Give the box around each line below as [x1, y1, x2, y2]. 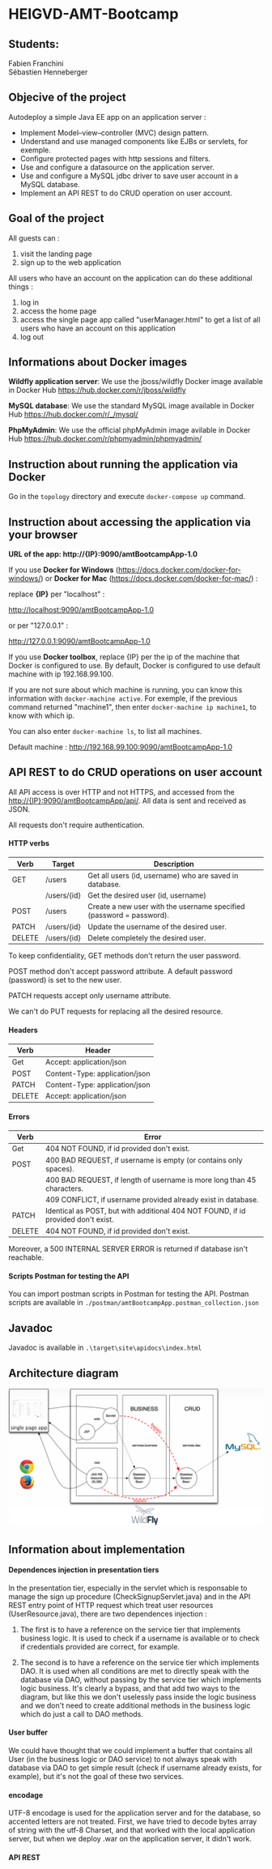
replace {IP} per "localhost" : [8, 589, 105, 600]
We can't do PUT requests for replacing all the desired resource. [8, 1006, 223, 1017]
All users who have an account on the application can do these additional [8, 273, 253, 283]
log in [19, 297, 39, 307]
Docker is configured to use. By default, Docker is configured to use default [8, 661, 261, 671]
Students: [8, 37, 59, 51]
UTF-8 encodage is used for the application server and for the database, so [8, 1808, 261, 1818]
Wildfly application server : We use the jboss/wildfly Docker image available [8, 377, 263, 386]
